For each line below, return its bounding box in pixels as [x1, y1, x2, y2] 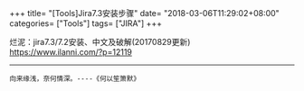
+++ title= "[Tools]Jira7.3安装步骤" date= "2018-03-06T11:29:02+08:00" [9, 8, 280, 18]
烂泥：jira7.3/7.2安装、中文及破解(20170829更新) [9, 37, 191, 47]
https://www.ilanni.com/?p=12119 [9, 47, 133, 57]
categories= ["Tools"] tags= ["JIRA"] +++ [9, 18, 163, 29]
